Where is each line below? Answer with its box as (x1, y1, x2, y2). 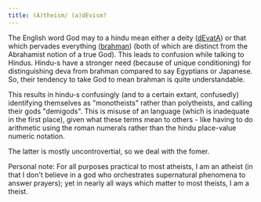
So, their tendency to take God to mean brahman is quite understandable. (8, 74, 245, 84)
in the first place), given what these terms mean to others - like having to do (8, 114, 253, 124)
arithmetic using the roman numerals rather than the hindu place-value (8, 123, 237, 132)
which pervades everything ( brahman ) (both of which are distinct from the (8, 41, 248, 51)
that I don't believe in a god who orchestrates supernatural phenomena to (8, 170, 246, 179)
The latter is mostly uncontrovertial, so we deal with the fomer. (8, 146, 210, 156)
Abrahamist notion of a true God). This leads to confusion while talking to (8, 49, 245, 59)
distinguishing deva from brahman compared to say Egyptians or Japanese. (8, 66, 253, 75)
